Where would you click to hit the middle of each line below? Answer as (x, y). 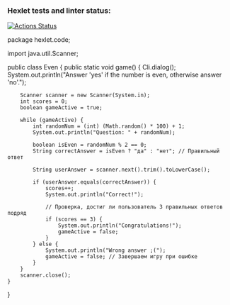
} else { (46, 244)
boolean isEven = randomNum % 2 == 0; (90, 145)
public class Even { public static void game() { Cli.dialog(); (92, 67)
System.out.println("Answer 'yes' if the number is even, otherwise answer (115, 75)
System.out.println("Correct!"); (94, 195)
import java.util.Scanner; (43, 54)
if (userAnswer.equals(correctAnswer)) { (95, 182)
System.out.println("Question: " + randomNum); (104, 133)
